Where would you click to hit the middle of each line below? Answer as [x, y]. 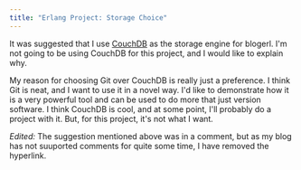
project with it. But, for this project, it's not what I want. [112, 118]
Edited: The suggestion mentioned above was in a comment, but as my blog [150, 136]
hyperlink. [28, 156]
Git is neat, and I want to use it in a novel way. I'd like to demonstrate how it [149, 90]
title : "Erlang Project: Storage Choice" [89, 18]
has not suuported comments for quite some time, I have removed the [139, 146]
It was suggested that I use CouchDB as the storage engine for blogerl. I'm [148, 43]
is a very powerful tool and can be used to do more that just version [136, 99]
